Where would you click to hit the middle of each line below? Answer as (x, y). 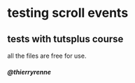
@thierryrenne (29, 72)
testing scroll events (68, 13)
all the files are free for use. (47, 56)
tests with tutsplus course (65, 39)
